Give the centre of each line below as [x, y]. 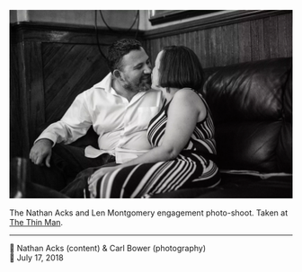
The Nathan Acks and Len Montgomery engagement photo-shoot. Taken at [149, 213]
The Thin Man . [36, 222]
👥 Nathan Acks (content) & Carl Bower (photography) [108, 248]
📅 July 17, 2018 [37, 258]
